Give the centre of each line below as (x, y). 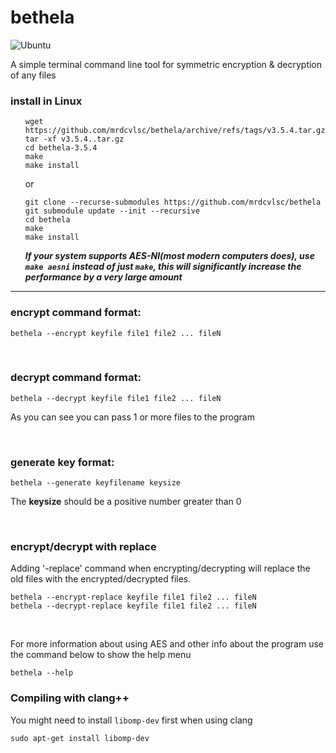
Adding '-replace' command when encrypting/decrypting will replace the (160, 568)
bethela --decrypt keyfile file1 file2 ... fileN (116, 398)
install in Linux (46, 101)
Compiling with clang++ (70, 698)
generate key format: (62, 462)
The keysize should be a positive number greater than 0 (126, 502)
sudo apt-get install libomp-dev (80, 738)
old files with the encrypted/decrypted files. (101, 579)
